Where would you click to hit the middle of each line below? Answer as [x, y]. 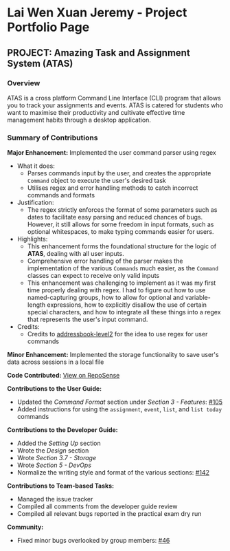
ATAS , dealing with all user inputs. [76, 254]
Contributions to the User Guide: [54, 389]
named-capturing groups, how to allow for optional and [105, 298]
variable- [198, 298]
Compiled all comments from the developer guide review [97, 506]
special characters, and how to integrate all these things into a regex [124, 312]
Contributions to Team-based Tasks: [61, 486]
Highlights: [32, 239]
